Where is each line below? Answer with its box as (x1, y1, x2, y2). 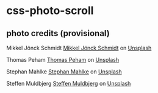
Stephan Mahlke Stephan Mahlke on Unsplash (6, 68, 122, 75)
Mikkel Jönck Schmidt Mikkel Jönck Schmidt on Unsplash (6, 44, 152, 51)
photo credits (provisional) (6, 28, 110, 39)
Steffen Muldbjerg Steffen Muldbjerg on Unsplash (6, 80, 131, 87)
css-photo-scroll (6, 4, 94, 18)
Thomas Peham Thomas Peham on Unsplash (6, 56, 120, 63)
